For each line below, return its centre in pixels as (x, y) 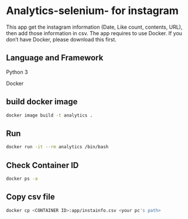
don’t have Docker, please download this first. (61, 39)
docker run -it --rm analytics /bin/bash (57, 147)
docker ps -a (22, 179)
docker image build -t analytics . (49, 115)
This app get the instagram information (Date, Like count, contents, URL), (94, 27)
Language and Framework (55, 58)
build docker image (42, 102)
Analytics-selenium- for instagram (92, 11)
